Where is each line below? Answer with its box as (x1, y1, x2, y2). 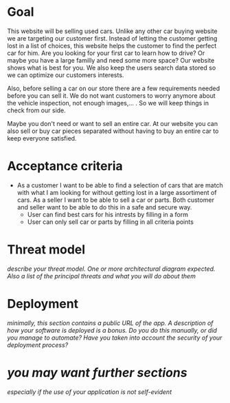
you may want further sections (7, 364, 187, 380)
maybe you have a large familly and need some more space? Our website (7, 56, 215, 64)
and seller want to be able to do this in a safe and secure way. (16, 203, 192, 211)
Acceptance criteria (7, 158, 124, 174)
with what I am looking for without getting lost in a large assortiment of (16, 188, 218, 196)
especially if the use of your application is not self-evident (7, 387, 172, 396)
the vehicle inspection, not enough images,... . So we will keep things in (7, 99, 209, 107)
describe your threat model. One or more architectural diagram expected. (7, 265, 216, 273)
